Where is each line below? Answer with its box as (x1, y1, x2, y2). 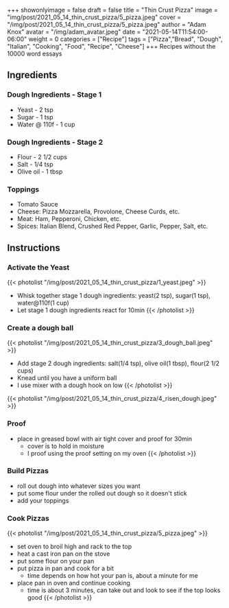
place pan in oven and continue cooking (16, 579, 130, 587)
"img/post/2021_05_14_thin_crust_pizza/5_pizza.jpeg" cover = (7, 13, 182, 21)
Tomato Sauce (16, 200, 58, 209)
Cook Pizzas (7, 513, 49, 523)
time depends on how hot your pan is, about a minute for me (27, 572, 199, 580)
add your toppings (16, 496, 69, 504)
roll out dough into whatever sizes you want (16, 482, 141, 490)
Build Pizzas (7, 466, 49, 476)
